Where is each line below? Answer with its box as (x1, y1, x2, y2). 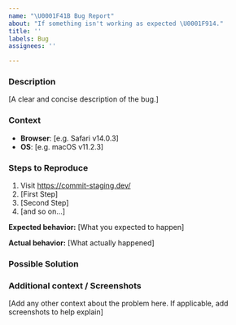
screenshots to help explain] (8, 307, 104, 317)
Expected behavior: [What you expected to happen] (8, 223, 185, 232)
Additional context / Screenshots (8, 279, 142, 291)
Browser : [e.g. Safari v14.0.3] (20, 133, 120, 143)
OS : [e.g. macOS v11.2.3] (20, 141, 104, 151)
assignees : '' (8, 42, 57, 50)
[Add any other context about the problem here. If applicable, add (8, 298, 229, 309)
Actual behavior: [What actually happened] (8, 238, 155, 248)
